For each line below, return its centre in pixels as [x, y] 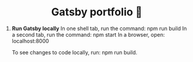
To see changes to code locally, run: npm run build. [75, 52]
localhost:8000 [30, 41]
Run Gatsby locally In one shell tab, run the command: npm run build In [99, 28]
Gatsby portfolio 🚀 [97, 12]
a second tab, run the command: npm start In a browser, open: [88, 34]
